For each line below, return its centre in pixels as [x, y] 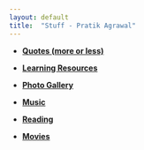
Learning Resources [60, 68]
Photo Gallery [47, 85]
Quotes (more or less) [63, 50]
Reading [38, 119]
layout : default [39, 17]
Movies [36, 136]
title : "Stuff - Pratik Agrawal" [73, 26]
